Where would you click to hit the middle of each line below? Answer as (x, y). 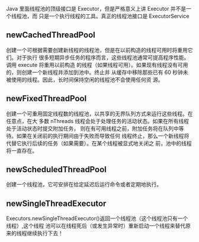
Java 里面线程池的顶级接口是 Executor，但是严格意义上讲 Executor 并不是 (96, 9)
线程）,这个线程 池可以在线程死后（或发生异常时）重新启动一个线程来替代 (96, 226)
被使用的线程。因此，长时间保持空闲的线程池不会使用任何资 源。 (85, 79)
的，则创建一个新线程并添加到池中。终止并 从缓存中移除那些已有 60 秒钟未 (97, 72)
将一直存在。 (22, 150)
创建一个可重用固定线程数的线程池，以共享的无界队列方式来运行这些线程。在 (99, 114)
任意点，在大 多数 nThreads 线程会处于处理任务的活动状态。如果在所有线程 (98, 121)
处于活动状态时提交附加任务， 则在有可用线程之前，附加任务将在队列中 (92, 128)
